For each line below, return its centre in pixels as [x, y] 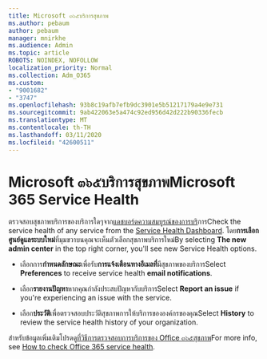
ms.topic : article [39, 53]
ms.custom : [26, 83]
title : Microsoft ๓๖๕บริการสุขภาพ [59, 16]
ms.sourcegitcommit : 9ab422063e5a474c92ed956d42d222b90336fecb [116, 113]
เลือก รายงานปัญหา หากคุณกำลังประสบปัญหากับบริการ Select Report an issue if [130, 288]
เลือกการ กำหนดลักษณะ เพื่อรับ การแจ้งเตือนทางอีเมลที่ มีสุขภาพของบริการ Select [123, 264]
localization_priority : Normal [60, 68]
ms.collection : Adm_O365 [50, 75]
